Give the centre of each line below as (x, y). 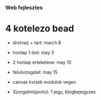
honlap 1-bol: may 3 (33, 52)
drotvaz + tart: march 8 (37, 43)
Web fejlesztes (24, 8)
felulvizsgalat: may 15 (35, 72)
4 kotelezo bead (40, 29)
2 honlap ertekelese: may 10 (42, 62)
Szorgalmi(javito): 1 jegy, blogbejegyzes (54, 92)
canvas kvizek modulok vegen (44, 82)
